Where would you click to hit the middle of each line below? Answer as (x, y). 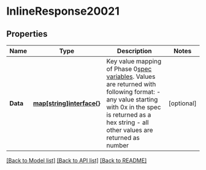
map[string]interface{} (67, 103)
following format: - (134, 92)
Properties (27, 34)
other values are (130, 130)
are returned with (131, 84)
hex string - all (128, 122)
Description (134, 51)
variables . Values (131, 76)
